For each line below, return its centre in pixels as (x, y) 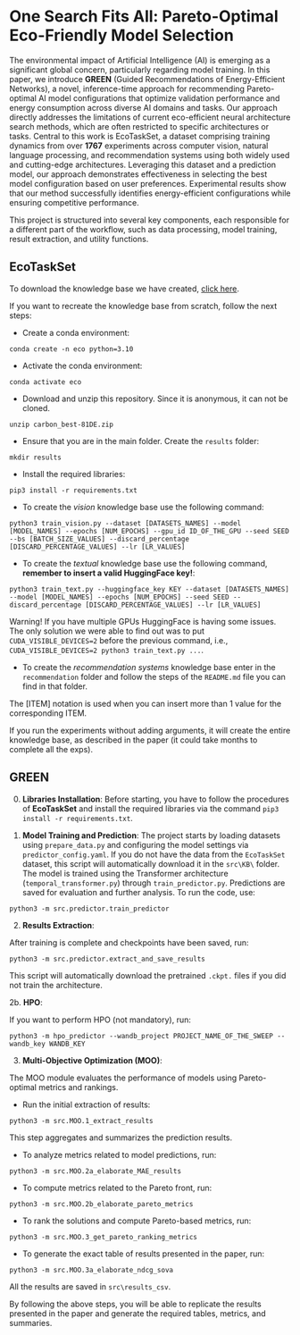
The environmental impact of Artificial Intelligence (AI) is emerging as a (140, 60)
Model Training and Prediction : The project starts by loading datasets (151, 835)
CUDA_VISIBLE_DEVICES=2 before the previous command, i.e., (119, 640)
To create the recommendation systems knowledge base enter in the (149, 667)
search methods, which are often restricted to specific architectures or (139, 126)
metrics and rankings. (79, 1087)
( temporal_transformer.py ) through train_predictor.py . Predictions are (154, 883)
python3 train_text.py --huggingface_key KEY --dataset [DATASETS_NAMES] (150, 589)
